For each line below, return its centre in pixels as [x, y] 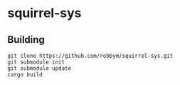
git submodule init [36, 62]
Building [26, 40]
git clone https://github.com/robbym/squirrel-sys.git [90, 56]
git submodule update [39, 69]
